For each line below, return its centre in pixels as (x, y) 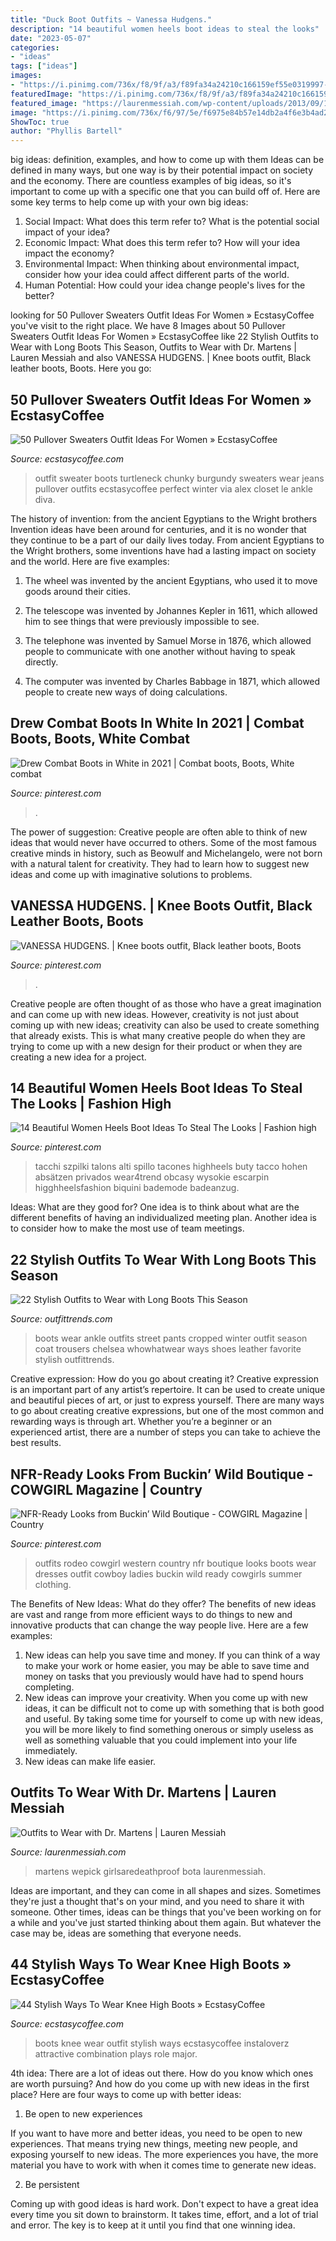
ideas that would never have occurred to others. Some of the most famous (163, 842)
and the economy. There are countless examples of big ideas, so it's (151, 181)
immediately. (51, 1750)
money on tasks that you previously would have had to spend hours (164, 1676)
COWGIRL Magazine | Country (106, 1489)
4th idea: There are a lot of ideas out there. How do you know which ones (162, 2073)
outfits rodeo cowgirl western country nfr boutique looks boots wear (175, 1563)
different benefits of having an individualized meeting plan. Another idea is (163, 1218)
